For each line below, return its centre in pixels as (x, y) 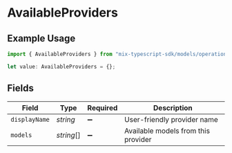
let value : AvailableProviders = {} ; (61, 66)
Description (173, 107)
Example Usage (41, 38)
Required (103, 107)
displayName (30, 119)
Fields (21, 88)
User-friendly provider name (171, 119)
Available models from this (167, 131)
